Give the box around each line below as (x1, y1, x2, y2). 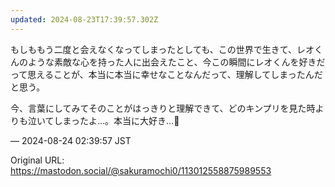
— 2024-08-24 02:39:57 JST (10, 134, 132, 146)
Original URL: (10, 154, 65, 166)
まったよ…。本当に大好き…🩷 (62, 114, 180, 126)
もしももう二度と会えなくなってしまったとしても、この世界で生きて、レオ (10, 43, 315, 55)
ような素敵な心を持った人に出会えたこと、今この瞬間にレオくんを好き (27, 56, 317, 68)
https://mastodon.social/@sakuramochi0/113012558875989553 (10, 164, 272, 176)
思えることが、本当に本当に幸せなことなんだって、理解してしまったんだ (27, 68, 323, 80)
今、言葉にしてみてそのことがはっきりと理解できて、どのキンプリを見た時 (10, 102, 316, 114)
